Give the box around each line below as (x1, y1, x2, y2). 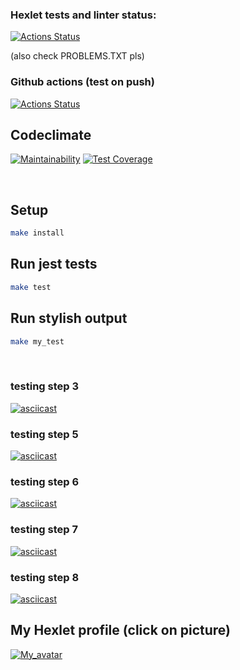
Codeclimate (10, 126, 92, 143)
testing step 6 (10, 474, 80, 488)
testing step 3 (10, 379, 80, 393)
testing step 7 (10, 523, 78, 537)
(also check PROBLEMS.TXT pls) (10, 50, 145, 62)
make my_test (10, 336, 65, 347)
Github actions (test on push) (10, 75, 155, 89)
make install (10, 228, 65, 238)
